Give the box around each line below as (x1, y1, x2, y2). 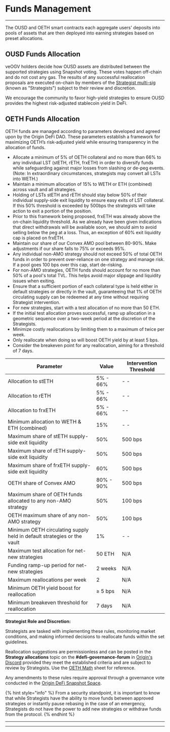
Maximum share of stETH (8, 433, 68, 440)
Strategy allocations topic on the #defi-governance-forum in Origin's (5, 654, 153, 660)
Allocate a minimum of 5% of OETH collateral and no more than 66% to (12, 154, 161, 160)
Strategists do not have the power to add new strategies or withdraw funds (5, 706, 161, 712)
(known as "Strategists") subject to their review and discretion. (5, 84, 136, 91)
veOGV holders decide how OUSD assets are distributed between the (5, 63, 150, 69)
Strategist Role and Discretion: (5, 618, 71, 624)
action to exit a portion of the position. (12, 208, 93, 214)
